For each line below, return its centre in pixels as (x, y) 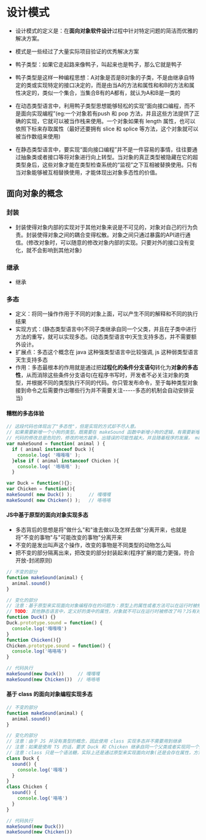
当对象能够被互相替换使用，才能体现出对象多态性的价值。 (88, 172)
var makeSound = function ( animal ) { (56, 444)
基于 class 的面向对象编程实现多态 (50, 694)
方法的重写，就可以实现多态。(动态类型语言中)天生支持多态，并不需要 (103, 337)
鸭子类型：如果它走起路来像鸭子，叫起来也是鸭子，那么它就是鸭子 (98, 64)
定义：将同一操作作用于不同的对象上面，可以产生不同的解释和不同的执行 (106, 314)
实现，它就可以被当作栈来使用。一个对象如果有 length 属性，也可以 (111, 121)
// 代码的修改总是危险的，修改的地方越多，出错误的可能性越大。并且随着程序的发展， (100, 438)
